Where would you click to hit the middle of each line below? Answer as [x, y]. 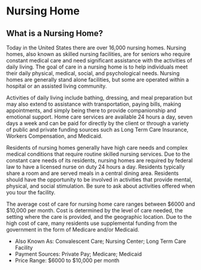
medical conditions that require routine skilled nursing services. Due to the [98, 154]
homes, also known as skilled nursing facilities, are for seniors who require [98, 54]
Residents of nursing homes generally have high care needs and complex [97, 148]
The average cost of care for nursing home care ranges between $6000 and [101, 204]
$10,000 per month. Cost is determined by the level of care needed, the [94, 210]
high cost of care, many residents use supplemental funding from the [92, 223]
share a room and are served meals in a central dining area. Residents [92, 173]
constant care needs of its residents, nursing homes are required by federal [100, 160]
